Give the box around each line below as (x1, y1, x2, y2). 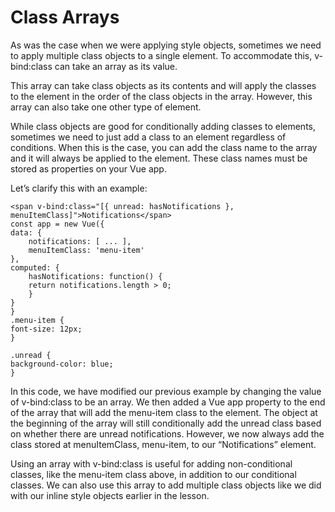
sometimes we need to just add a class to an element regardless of (10, 131, 287, 143)
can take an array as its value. (54, 60, 178, 72)
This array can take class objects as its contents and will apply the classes (10, 79, 317, 91)
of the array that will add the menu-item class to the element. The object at (10, 406, 318, 418)
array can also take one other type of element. (10, 101, 202, 113)
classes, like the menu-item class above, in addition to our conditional (10, 468, 297, 480)
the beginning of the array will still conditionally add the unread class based (10, 417, 322, 429)
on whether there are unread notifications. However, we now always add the (10, 427, 325, 440)
